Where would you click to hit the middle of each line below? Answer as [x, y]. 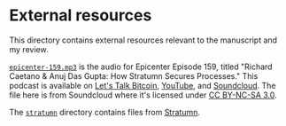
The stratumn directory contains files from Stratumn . [105, 112]
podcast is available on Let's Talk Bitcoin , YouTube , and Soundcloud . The [143, 85]
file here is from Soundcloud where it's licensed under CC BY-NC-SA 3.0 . [143, 95]
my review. [29, 49]
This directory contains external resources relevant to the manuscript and [143, 40]
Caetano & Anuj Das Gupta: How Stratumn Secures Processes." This [134, 75]
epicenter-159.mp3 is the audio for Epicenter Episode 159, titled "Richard [141, 67]
